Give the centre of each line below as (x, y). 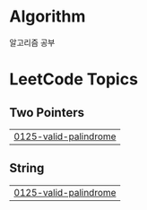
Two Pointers (47, 113)
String (27, 168)
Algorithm (48, 17)
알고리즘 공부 (32, 42)
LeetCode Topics (74, 79)
